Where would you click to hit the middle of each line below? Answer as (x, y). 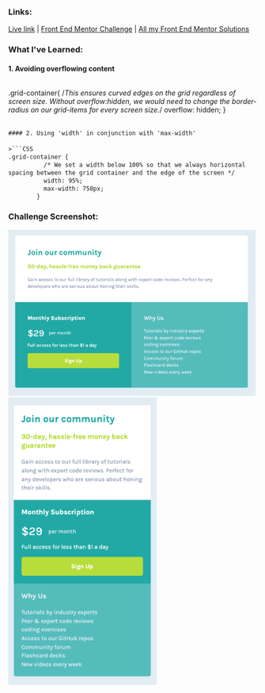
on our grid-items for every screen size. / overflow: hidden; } (128, 110)
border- (244, 101)
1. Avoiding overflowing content (61, 68)
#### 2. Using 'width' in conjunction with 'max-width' (102, 133)
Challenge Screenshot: (53, 216)
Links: (20, 12)
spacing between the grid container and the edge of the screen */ (122, 173)
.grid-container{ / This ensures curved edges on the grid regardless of (122, 93)
